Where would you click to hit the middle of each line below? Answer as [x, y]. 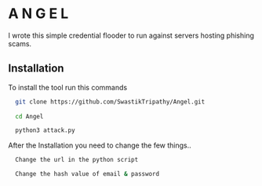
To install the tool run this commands [68, 87]
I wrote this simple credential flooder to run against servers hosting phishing [131, 35]
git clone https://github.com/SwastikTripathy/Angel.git [110, 102]
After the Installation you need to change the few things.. [100, 145]
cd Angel [29, 116]
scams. [20, 43]
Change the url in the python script [77, 160]
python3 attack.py [45, 130]
